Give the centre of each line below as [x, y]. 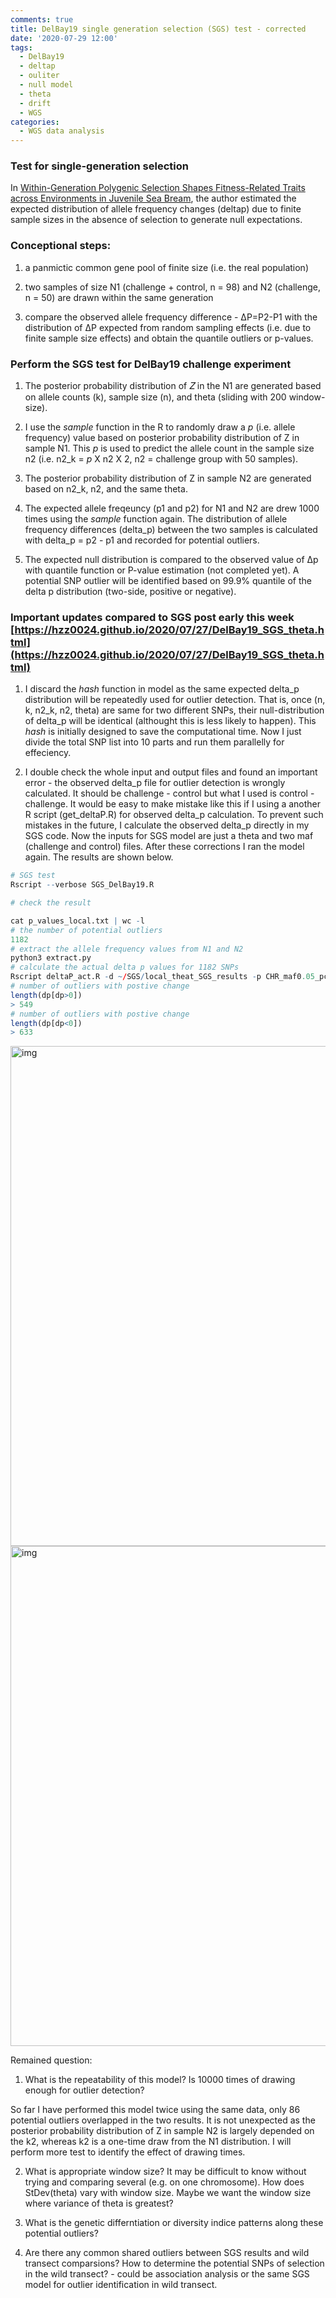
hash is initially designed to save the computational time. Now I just [163, 732]
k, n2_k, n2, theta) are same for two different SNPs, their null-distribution [174, 710]
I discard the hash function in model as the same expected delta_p [162, 689]
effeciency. [48, 753]
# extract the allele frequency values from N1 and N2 [127, 949]
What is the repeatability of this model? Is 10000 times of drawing [160, 2080]
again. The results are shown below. [99, 857]
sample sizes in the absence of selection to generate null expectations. [156, 220]
